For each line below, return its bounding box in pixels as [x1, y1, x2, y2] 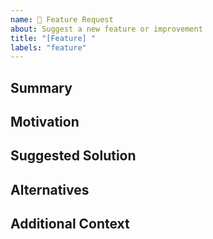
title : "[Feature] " [10, 33, 97, 43]
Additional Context [10, 216, 130, 233]
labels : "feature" [10, 42, 87, 53]
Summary [10, 79, 73, 96]
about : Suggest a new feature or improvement [10, 24, 203, 34]
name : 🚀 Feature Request [10, 14, 114, 25]
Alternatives [10, 181, 90, 198]
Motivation [10, 114, 80, 131]
